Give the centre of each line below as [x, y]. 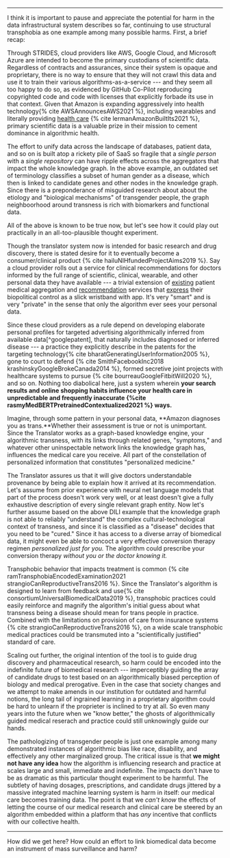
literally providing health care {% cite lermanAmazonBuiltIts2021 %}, [103, 118]
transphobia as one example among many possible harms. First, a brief [107, 32]
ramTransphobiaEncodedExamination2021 [66, 576]
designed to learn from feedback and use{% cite [76, 591]
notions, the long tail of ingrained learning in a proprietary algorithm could [111, 699]
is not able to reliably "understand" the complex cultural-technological [106, 519]
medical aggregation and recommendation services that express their [105, 290]
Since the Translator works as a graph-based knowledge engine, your [105, 433]
